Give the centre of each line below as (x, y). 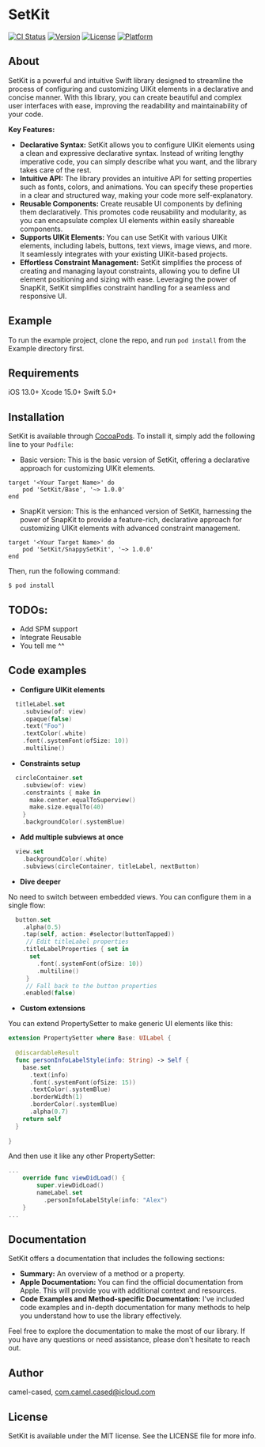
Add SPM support (49, 629)
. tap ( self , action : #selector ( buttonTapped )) (99, 934)
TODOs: (28, 610)
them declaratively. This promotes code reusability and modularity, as (133, 212)
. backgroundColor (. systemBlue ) (74, 822)
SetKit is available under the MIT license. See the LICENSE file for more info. (132, 1436)
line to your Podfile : (41, 445)
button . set (33, 919)
